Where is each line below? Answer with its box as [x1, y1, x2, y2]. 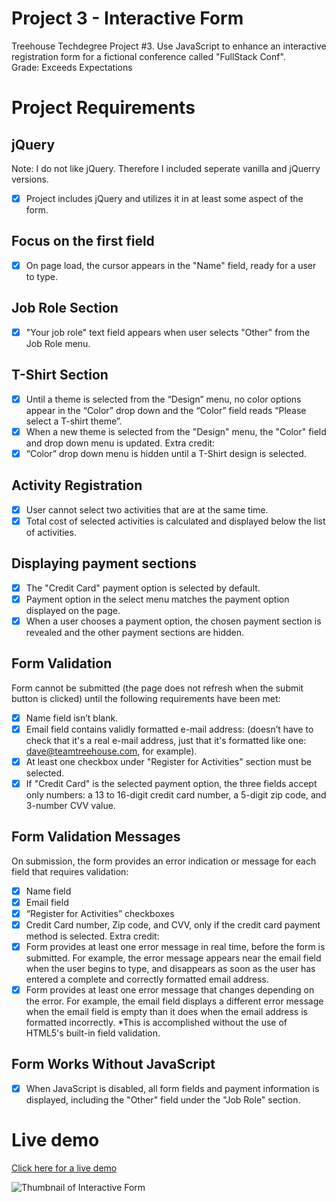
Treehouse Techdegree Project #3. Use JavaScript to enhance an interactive [11, 40, 327, 52]
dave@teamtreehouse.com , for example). [25, 745, 198, 757]
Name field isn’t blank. [25, 712, 119, 724]
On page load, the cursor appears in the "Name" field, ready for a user [25, 259, 317, 271]
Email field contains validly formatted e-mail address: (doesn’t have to [25, 723, 314, 735]
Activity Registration [11, 477, 143, 494]
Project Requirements [11, 97, 196, 119]
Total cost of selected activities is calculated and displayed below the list [25, 515, 326, 527]
